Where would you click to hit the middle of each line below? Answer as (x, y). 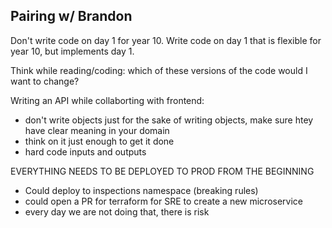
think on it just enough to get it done (99, 141)
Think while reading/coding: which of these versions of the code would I (159, 70)
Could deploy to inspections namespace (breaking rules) (141, 190)
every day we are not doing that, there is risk (117, 211)
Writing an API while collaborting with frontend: (107, 100)
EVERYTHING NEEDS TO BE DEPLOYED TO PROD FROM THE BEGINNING (162, 171)
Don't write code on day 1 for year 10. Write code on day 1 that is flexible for (166, 40)
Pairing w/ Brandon (71, 16)
